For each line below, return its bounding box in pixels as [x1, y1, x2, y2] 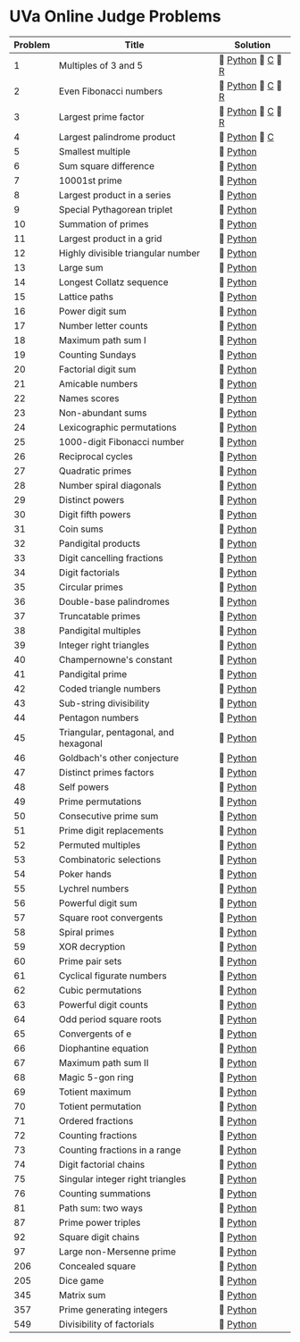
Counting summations [58, 1187, 152, 1199]
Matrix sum [58, 1288, 106, 1301]
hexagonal [58, 737, 103, 750]
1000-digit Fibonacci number [58, 435, 185, 448]
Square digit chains [58, 1230, 140, 1243]
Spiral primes [58, 926, 114, 938]
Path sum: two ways [58, 1202, 144, 1214]
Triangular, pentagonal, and [58, 726, 174, 738]
